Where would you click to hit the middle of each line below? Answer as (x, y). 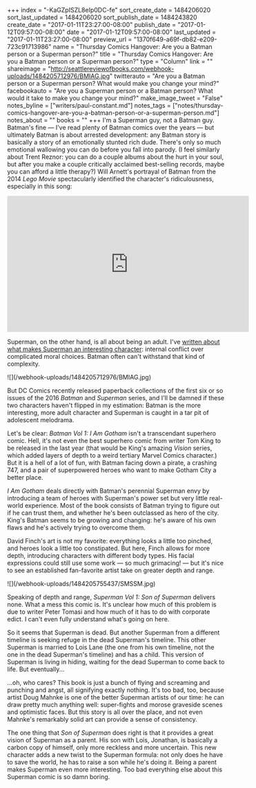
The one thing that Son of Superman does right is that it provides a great (110, 733)
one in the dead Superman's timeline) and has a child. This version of (106, 655)
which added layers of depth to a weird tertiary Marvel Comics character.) (112, 455)
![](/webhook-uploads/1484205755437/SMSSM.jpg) (81, 584)
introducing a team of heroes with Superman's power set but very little (108, 498)
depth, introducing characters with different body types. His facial (101, 555)
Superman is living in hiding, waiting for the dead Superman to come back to (116, 662)
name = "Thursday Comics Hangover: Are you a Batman (132, 47)
